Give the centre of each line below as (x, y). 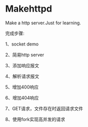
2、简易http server (25, 55)
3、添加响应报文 (22, 65)
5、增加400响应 (22, 87)
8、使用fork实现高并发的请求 (35, 119)
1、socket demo (22, 44)
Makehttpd (29, 9)
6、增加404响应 (22, 98)
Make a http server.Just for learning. (43, 23)
